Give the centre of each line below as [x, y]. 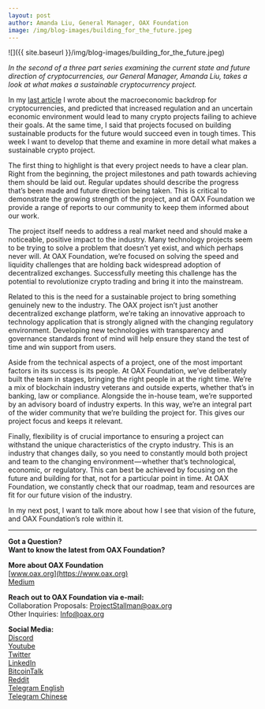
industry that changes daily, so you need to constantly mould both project [128, 453]
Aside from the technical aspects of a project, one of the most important [125, 362]
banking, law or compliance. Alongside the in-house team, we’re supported [130, 396]
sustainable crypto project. [52, 150]
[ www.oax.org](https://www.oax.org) [68, 574]
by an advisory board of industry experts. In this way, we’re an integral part [130, 404]
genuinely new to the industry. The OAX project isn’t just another [113, 306]
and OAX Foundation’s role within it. [66, 519]
